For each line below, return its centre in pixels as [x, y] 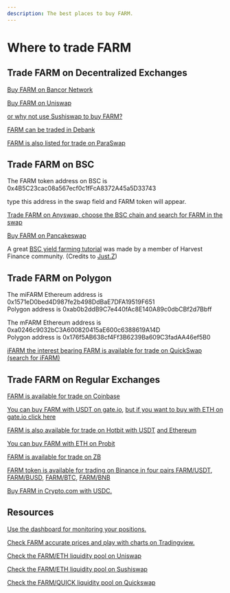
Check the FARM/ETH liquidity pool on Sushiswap [77, 569]
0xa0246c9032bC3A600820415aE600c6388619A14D [84, 330]
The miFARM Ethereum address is [55, 295]
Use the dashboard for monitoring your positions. [77, 529]
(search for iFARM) [34, 358]
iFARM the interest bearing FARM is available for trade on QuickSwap [105, 351]
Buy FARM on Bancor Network [50, 90]
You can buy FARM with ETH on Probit [61, 444]
